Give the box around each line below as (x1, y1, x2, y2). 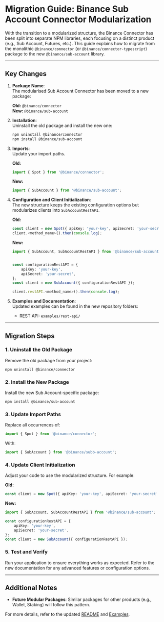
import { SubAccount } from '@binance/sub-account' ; (12, 188, 122, 193)
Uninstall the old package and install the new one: (12, 123, 113, 128)
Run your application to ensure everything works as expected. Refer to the (5, 560, 155, 566)
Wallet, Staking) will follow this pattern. (12, 602, 90, 608)
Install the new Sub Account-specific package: (5, 390, 99, 396)
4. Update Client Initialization (5, 461, 76, 468)
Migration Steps (5, 332, 55, 340)
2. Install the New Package (5, 378, 69, 385)
